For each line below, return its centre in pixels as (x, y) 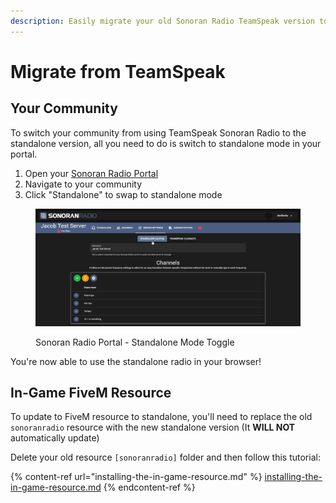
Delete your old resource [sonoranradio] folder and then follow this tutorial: (165, 457)
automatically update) (55, 438)
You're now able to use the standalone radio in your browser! (136, 361)
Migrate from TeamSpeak (118, 71)
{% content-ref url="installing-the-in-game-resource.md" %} (136, 477)
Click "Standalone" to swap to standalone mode (123, 194)
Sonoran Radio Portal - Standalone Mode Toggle (135, 342)
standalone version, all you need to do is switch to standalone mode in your (166, 143)
